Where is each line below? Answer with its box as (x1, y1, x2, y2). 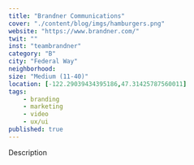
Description (8, 147, 47, 157)
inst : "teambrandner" (8, 42, 82, 50)
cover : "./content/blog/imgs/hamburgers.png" (8, 20, 165, 28)
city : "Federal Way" (8, 58, 79, 66)
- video (23, 111, 49, 119)
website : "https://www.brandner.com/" (8, 27, 140, 35)
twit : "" (8, 34, 38, 43)
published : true (8, 125, 63, 133)
